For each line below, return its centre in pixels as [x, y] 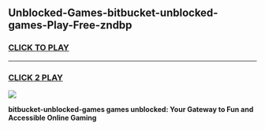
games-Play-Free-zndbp [70, 26]
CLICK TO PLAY [39, 48]
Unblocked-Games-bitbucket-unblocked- [113, 13]
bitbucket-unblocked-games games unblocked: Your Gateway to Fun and [131, 109]
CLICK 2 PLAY [35, 77]
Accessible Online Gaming [52, 117]
